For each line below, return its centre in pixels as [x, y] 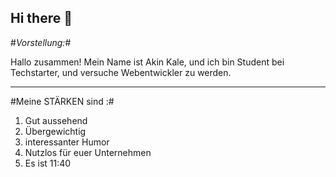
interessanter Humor [67, 142]
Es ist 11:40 [48, 163]
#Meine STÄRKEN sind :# [62, 101]
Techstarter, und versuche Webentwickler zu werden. [121, 72]
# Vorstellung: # [41, 42]
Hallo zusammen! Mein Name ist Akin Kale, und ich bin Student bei [147, 62]
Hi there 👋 [41, 18]
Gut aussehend [56, 120]
